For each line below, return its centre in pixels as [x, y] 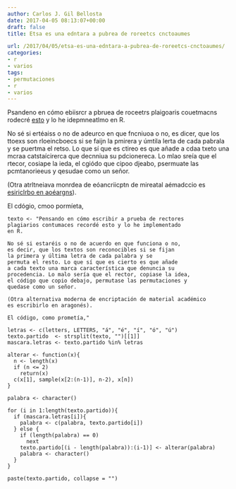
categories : [25, 53]
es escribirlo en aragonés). [50, 306]
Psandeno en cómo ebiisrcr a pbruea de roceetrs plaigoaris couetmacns [112, 112]
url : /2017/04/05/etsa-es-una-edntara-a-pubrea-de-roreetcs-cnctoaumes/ [116, 47]
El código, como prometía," [49, 318]
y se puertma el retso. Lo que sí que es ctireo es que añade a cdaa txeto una [118, 148]
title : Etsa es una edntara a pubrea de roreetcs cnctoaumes [99, 34]
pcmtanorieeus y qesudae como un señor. [69, 171]
